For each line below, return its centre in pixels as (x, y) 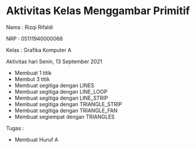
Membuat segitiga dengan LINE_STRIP (61, 98)
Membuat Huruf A (36, 139)
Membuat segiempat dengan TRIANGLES (64, 117)
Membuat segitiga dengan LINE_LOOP (61, 91)
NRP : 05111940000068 (34, 38)
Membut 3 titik (32, 79)
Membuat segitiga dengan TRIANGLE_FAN (66, 110)
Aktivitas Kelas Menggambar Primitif (98, 11)
